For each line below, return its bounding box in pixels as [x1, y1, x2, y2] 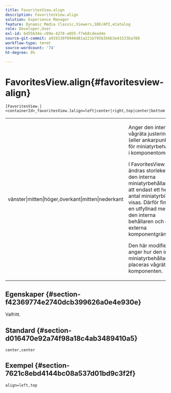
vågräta [128, 130, 147, 137]
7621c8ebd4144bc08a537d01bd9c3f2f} [5, 369, 136, 378]
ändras [128, 167, 145, 174]
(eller [128, 137, 141, 144]
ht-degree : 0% [5, 50, 36, 55]
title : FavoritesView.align [5, 7, 65, 13]
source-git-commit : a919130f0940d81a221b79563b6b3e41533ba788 [5, 36, 140, 41]
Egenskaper [5, 290, 45, 298]
